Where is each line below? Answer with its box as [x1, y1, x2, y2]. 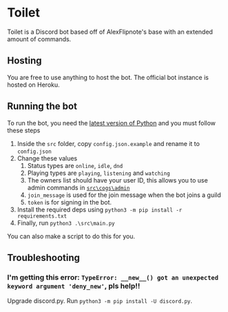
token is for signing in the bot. [27, 198, 112, 206]
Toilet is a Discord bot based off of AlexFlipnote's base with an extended [7, 28, 214, 36]
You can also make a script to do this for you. [7, 232, 136, 240]
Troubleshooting [7, 251, 81, 263]
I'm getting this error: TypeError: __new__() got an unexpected [7, 272, 219, 282]
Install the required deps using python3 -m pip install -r [17, 205, 183, 214]
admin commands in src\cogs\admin [27, 183, 130, 191]
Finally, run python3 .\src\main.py [17, 218, 115, 227]
